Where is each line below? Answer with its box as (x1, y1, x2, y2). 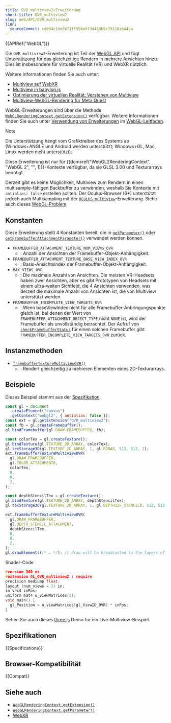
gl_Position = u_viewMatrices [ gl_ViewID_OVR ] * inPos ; (10, 602, 129, 608)
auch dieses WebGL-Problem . (5, 201, 68, 207)
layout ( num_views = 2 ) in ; (5, 584, 65, 589)
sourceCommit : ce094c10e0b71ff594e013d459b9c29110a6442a (10, 27, 133, 32)
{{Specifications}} (5, 645, 43, 651)
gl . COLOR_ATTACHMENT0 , (10, 460, 58, 465)
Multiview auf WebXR (12, 81, 58, 87)
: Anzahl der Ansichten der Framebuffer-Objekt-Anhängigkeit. (20, 250, 150, 256)
